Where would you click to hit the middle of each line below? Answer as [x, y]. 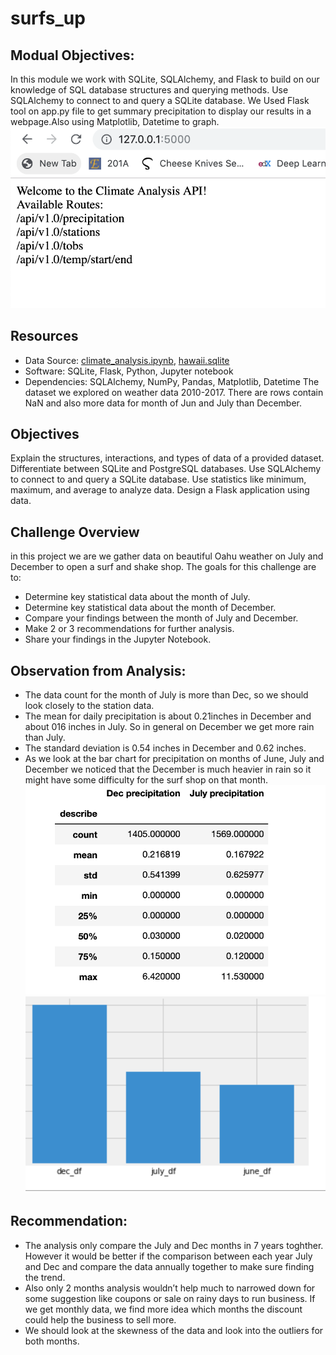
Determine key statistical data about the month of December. [150, 608]
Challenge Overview [75, 532]
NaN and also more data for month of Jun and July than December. [163, 403]
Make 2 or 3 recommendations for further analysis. [129, 629]
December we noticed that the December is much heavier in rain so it [168, 769]
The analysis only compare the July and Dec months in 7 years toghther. [174, 1245]
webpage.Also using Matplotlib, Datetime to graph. [115, 121]
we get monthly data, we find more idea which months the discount [163, 1309]
